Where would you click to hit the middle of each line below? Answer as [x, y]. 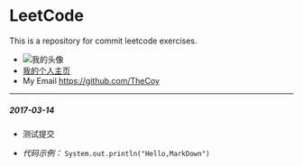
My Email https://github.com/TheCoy [91, 80]
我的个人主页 [46, 70]
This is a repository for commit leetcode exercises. [103, 41]
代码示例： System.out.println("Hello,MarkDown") [116, 153]
